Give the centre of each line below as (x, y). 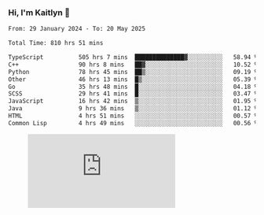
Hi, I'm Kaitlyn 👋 (39, 13)
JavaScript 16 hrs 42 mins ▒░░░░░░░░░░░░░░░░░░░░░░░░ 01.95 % (133, 102)
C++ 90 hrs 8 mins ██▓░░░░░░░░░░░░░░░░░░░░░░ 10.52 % (133, 65)
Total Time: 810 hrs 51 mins (56, 43)
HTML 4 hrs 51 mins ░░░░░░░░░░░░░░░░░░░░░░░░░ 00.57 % (133, 116)
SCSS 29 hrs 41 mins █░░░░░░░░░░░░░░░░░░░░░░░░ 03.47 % (133, 94)
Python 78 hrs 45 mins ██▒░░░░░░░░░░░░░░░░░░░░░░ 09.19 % (133, 72)
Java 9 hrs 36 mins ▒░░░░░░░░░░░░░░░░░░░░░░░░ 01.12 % (133, 109)
